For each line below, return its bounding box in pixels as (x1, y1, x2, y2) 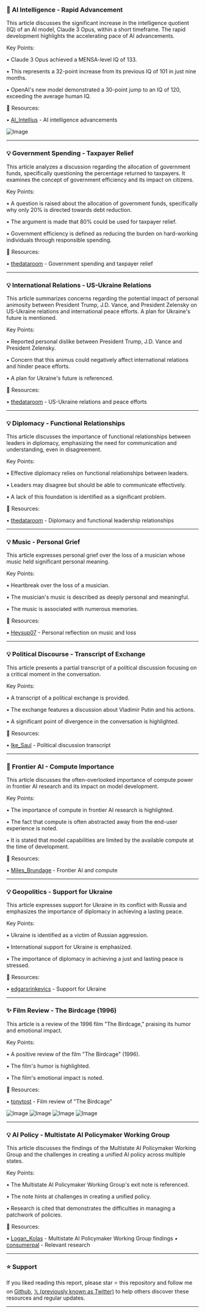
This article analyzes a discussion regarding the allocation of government (6, 163, 191, 170)
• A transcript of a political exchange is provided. (6, 694, 130, 701)
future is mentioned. (6, 314, 57, 321)
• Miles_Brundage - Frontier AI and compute (6, 867, 118, 874)
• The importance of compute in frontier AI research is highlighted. (6, 806, 174, 814)
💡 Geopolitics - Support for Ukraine (6, 888, 113, 896)
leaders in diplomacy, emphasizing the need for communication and (6, 439, 177, 447)
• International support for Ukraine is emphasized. (6, 943, 132, 951)
